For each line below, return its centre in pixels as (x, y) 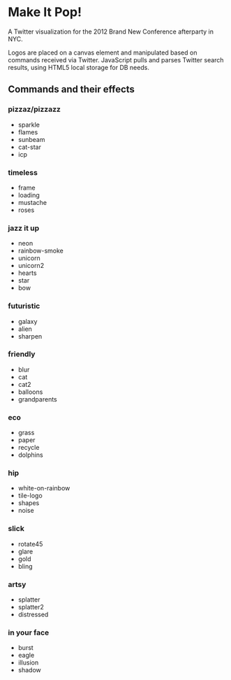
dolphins (31, 455)
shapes (29, 503)
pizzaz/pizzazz (35, 109)
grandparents (38, 399)
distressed (33, 614)
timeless (23, 172)
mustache (32, 202)
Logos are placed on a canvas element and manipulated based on (103, 52)
